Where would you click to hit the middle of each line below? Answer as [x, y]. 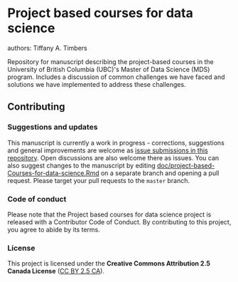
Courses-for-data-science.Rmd [53, 173]
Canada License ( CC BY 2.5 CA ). [56, 271]
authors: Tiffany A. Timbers [47, 48]
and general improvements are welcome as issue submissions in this [108, 150]
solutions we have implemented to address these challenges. [97, 84]
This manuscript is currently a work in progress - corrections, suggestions [116, 142]
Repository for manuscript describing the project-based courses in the [111, 61]
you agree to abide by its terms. [54, 229]
